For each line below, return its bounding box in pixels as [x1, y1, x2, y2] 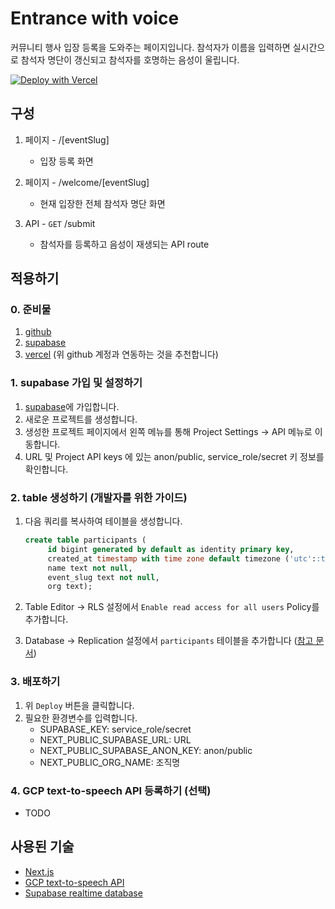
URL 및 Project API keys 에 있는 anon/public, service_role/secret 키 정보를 [24, 450, 325, 462]
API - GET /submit [24, 217, 96, 229]
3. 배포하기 [10, 675, 61, 689]
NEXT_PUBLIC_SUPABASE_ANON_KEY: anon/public [39, 744, 253, 756]
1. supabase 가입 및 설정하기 [10, 376, 143, 390]
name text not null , [47, 563, 133, 573]
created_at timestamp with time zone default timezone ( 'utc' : [47, 553, 317, 564]
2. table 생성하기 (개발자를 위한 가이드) [10, 490, 188, 504]
